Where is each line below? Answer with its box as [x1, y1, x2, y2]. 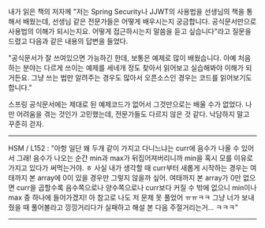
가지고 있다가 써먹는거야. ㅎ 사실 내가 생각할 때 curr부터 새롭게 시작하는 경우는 [8, 163, 248, 172]
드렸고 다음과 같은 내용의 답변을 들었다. [8, 36, 129, 46]
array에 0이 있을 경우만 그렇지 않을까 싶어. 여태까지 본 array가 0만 [37, 173, 242, 182]
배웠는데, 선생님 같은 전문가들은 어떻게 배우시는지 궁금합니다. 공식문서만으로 [22, 17, 257, 26]
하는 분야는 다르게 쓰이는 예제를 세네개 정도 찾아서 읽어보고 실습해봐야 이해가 [8, 63, 244, 73]
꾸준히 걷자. [8, 119, 45, 129]
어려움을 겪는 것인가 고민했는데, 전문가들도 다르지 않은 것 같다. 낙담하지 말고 [16, 110, 250, 118]
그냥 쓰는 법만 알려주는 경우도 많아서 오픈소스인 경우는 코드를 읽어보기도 [31, 73, 252, 82]
